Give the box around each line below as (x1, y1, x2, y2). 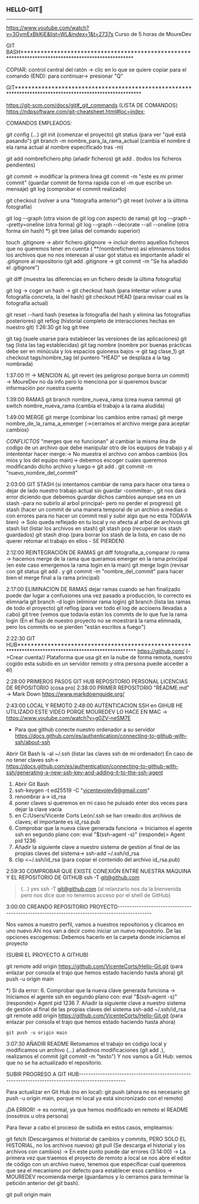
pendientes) (6, 161, 36, 168)
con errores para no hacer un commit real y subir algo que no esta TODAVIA (6, 512, 192, 519)
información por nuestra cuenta (6, 385, 84, 392)
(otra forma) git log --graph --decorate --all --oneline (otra (45, 221, 189, 228)
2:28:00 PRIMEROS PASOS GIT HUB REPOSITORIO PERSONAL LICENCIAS (6, 678, 188, 685)
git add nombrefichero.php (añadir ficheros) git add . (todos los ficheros (6, 155, 182, 162)
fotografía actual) (6, 299, 49, 307)
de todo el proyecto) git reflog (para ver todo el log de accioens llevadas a (6, 605, 187, 612)
